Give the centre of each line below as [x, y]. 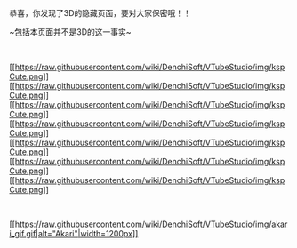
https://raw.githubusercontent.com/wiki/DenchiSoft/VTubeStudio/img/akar [151, 224]
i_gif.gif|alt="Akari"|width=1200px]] [74, 233]
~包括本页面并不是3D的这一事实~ [70, 32]
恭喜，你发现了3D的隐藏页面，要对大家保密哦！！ [100, 13]
